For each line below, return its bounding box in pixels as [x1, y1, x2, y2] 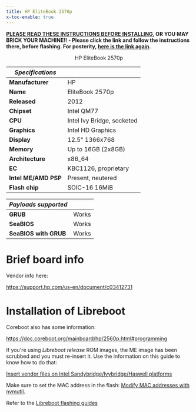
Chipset [9, 107, 32, 115]
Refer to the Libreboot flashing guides [6, 400, 98, 407]
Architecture [9, 154, 45, 162]
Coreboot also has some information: [6, 324, 96, 331]
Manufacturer [9, 78, 49, 86]
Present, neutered [67, 174, 117, 182]
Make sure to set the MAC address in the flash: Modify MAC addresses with [6, 382, 190, 389]
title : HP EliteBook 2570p [6, 8, 72, 15]
